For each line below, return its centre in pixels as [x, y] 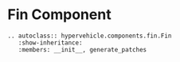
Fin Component [60, 15]
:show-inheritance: [50, 43]
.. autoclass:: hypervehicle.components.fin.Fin [90, 36]
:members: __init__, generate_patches [82, 49]
